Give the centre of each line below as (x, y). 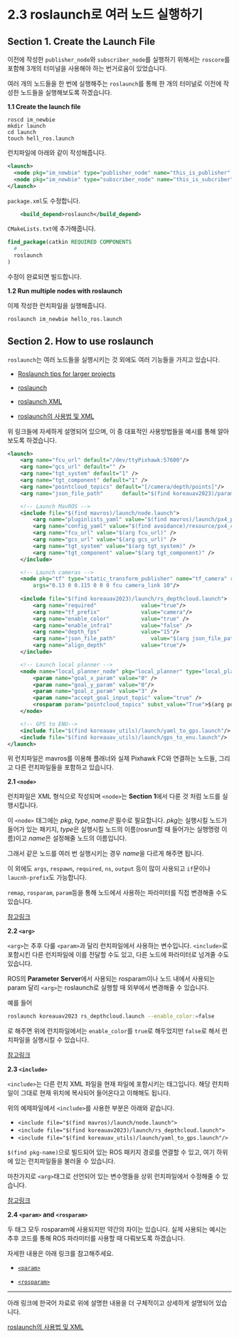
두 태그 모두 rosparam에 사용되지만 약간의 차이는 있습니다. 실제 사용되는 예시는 (117, 1230)
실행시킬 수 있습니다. (60, 1040)
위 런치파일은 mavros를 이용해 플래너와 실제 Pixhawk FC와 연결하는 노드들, (112, 759)
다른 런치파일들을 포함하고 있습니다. (64, 767)
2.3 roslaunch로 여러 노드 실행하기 (105, 15)
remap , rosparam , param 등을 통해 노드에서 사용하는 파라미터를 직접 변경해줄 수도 (117, 893)
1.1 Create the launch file (44, 107)
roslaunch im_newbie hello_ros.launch (65, 319)
